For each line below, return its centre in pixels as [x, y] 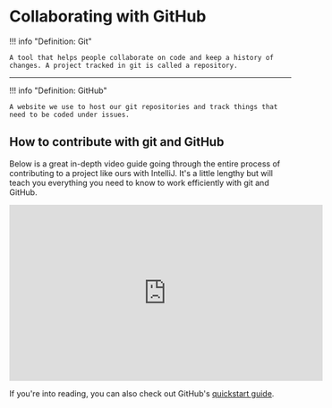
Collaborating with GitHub [108, 17]
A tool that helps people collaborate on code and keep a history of [142, 57]
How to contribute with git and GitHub [117, 142]
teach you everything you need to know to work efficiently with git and [140, 183]
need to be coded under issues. [69, 115]
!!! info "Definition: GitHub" [58, 90]
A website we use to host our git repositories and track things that [144, 106]
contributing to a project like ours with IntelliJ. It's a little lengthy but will [141, 173]
